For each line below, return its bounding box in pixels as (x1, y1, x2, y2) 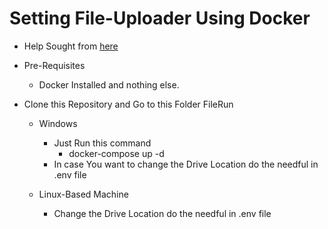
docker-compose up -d (68, 147, 165, 159)
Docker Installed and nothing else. (38, 78, 180, 91)
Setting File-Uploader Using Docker (9, 7, 311, 30)
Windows (38, 117, 78, 129)
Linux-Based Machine (38, 188, 129, 200)
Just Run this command (53, 137, 152, 149)
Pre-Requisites (23, 59, 86, 71)
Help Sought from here (23, 40, 119, 52)
